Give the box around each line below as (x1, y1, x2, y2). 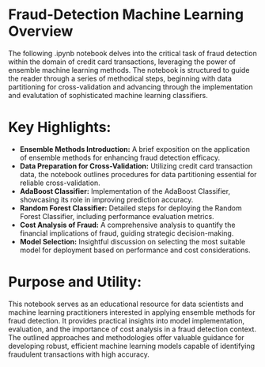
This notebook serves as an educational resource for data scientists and (8, 299, 244, 308)
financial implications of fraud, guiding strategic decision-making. (19, 228, 234, 238)
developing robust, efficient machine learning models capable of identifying (8, 341, 256, 350)
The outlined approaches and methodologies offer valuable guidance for (8, 332, 245, 342)
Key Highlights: (8, 119, 112, 136)
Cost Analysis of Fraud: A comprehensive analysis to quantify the (19, 220, 236, 229)
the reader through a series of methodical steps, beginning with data (8, 74, 232, 83)
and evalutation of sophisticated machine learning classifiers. (8, 90, 208, 100)
